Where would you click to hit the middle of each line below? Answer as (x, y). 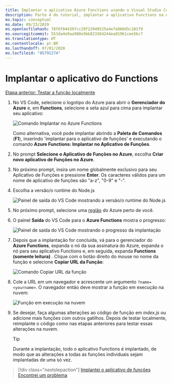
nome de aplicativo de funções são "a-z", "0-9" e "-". (69, 181)
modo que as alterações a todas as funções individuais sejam (78, 354)
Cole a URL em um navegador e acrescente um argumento (74, 282)
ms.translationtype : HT (31, 39)
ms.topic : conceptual (28, 20)
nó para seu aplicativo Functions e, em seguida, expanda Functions (84, 251)
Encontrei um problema (42, 375)
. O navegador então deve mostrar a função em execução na (100, 288)
